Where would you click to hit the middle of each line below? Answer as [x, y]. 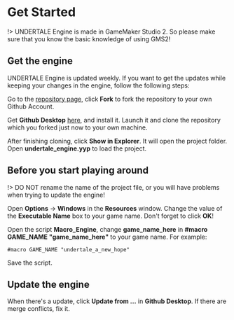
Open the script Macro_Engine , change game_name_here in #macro [108, 229]
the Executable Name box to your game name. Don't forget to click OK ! [110, 216]
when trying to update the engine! [56, 195]
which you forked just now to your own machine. [77, 127]
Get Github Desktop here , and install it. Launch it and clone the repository [114, 120]
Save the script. [30, 263]
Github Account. [31, 106]
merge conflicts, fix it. [39, 309]
